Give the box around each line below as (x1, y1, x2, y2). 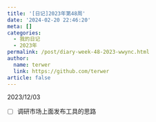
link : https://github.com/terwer (13, 68, 110, 74)
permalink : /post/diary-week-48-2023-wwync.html (7, 49, 150, 56)
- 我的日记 (13, 36, 41, 43)
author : (7, 55, 30, 62)
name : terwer (13, 61, 51, 68)
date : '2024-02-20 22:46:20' (7, 17, 91, 23)
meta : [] (7, 23, 32, 30)
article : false (7, 74, 51, 81)
